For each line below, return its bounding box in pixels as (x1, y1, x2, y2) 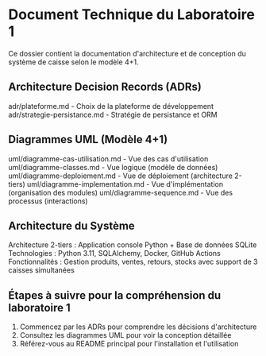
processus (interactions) (8, 196, 89, 206)
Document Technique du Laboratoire (8, 6, 256, 24)
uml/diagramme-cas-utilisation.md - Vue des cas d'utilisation (8, 153, 209, 164)
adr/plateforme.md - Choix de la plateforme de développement (8, 101, 214, 110)
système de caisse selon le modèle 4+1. (8, 57, 139, 67)
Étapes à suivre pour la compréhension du (8, 288, 222, 302)
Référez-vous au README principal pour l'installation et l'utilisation (19, 339, 239, 349)
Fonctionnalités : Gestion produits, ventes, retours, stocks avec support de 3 (8, 257, 258, 267)
